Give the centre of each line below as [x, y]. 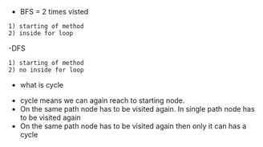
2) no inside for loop [46, 70]
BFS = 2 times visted [54, 12]
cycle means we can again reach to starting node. [102, 100]
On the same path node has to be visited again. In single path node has [137, 109]
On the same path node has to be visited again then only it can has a [133, 126]
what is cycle [42, 85]
